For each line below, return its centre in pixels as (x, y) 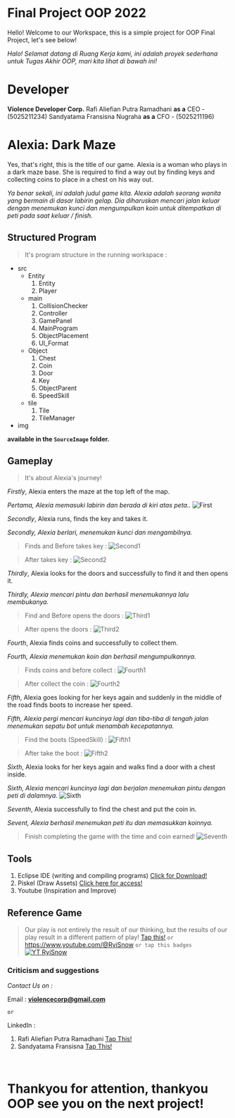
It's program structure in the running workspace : (96, 254)
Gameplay (30, 461)
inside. (17, 774)
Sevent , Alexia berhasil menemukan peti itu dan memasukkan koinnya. (110, 823)
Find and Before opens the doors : (74, 616)
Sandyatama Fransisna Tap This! (65, 1046)
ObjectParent (58, 388)
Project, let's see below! (42, 39)
